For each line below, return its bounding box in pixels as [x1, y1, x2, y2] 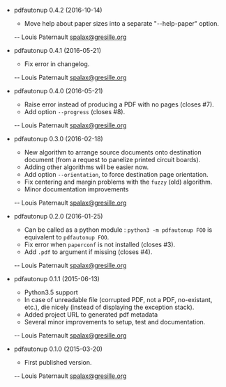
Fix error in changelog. [24, 60, 90, 68]
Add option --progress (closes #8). [24, 108, 126, 116]
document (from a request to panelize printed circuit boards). [24, 156, 201, 164]
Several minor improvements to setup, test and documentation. [24, 318, 206, 326]
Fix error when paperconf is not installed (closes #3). [24, 240, 176, 248]
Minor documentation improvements [24, 185, 129, 193]
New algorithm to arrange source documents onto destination [24, 148, 202, 156]
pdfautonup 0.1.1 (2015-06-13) [13, 275, 100, 283]
